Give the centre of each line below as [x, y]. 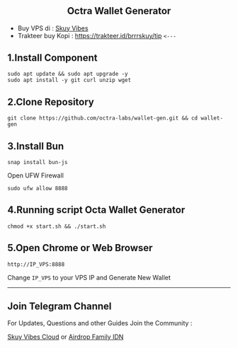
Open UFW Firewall [35, 175]
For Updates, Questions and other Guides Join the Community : [100, 323]
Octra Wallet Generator [119, 11]
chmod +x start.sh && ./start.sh [57, 226]
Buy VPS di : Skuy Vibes [53, 28]
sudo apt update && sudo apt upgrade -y [68, 74]
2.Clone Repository [51, 101]
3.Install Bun [36, 146]
